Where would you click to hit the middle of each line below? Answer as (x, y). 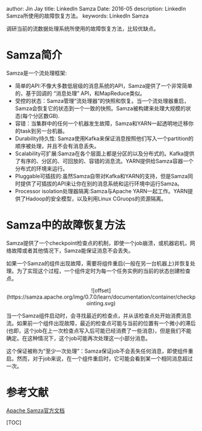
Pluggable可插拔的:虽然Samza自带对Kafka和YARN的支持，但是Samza (101, 176)
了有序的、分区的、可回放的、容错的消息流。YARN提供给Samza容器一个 (104, 161)
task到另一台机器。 (44, 131)
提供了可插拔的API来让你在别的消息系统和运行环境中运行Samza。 (101, 184)
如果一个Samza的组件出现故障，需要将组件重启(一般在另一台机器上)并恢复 (98, 263)
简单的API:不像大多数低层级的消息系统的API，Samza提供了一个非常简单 (104, 85)
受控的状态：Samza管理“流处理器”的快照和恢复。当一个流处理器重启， (102, 101)
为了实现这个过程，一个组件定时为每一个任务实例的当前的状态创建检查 (103, 271)
